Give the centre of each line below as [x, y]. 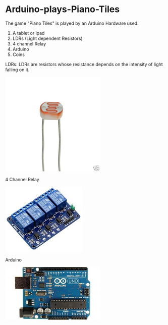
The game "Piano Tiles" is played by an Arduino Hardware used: [72, 23]
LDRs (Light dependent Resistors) [47, 38]
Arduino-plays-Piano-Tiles [63, 9]
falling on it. [17, 70]
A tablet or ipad [29, 33]
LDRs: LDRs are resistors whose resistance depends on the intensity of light [84, 64]
